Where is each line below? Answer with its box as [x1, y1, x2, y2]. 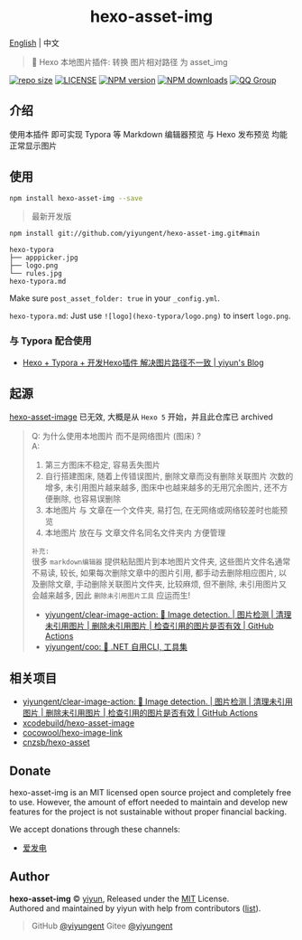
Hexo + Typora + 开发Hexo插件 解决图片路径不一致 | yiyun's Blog [22, 357, 264, 368]
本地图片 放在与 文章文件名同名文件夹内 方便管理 [44, 527, 226, 539]
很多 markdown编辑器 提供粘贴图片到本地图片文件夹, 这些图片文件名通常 [31, 556, 291, 567]
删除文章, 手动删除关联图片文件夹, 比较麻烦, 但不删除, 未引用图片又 [39, 578, 287, 589]
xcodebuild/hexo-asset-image [22, 718, 135, 728]
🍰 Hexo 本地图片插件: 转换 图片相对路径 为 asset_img [31, 56, 228, 67]
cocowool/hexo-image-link [22, 728, 124, 738]
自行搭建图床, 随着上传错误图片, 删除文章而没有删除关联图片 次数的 [44, 471, 294, 482]
